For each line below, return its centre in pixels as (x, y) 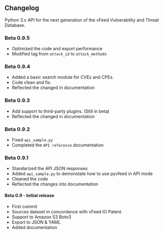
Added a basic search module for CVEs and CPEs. (63, 77)
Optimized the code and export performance (57, 49)
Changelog (22, 8)
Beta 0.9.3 (17, 100)
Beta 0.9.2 (17, 129)
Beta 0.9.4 (17, 67)
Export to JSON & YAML (36, 222)
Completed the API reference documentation (58, 145)
